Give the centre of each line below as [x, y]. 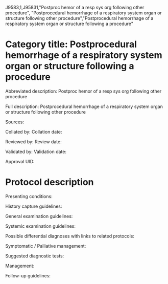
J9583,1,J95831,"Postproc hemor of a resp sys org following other [75, 7]
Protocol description [50, 182]
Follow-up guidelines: [28, 275]
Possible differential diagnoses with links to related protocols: [70, 236]
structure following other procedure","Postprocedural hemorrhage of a [79, 18]
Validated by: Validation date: [36, 151]
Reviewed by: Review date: [34, 141]
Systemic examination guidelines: [40, 226]
